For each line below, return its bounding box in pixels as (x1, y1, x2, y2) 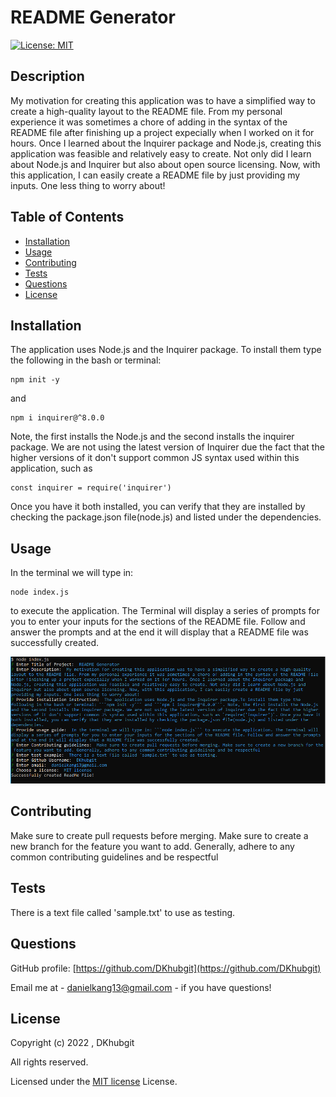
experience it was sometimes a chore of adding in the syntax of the (10, 116, 288, 128)
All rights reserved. (10, 1056, 89, 1068)
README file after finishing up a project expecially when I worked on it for (10, 126, 315, 138)
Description (10, 68, 85, 85)
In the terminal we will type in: (10, 567, 134, 579)
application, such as (10, 462, 93, 475)
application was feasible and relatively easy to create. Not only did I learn (10, 147, 312, 160)
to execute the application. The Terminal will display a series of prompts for (10, 605, 320, 617)
